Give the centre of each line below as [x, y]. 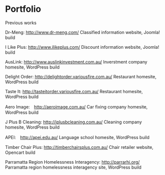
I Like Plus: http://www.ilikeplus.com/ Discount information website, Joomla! [82, 47]
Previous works [21, 23]
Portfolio [23, 9]
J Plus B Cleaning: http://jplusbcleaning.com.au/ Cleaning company [73, 122]
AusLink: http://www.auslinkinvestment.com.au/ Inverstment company [76, 62]
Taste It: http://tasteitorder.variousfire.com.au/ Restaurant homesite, [74, 91]
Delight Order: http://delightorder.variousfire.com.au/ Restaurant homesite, [81, 76]
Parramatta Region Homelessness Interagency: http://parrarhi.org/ [72, 162]
